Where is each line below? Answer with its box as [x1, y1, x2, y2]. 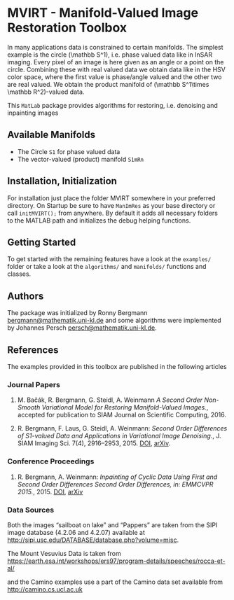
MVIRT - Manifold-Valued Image [7, 5, 198, 21]
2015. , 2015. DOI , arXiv [17, 487, 83, 496]
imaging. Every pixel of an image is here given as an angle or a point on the [7, 57, 224, 66]
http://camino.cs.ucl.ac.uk [7, 585, 83, 593]
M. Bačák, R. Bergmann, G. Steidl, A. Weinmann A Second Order [17, 396, 203, 404]
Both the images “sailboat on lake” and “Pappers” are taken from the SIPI [7, 520, 218, 529]
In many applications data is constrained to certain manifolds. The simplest [7, 43, 223, 51]
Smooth [17, 403, 41, 412]
